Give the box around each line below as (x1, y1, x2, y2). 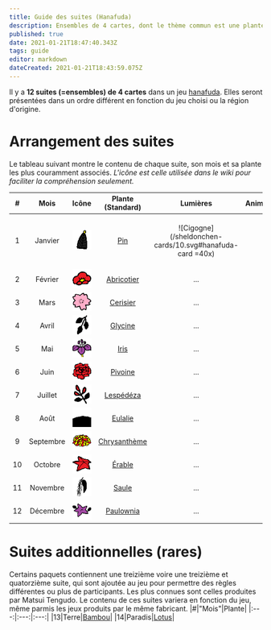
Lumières (180, 198, 212, 208)
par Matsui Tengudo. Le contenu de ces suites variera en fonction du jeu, (9, 595, 252, 604)
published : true (9, 30, 64, 38)
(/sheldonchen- (169, 231, 224, 241)
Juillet (36, 391, 57, 400)
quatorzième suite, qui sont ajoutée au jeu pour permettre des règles (9, 578, 236, 587)
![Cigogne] (178, 222, 215, 233)
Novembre (30, 483, 65, 493)
